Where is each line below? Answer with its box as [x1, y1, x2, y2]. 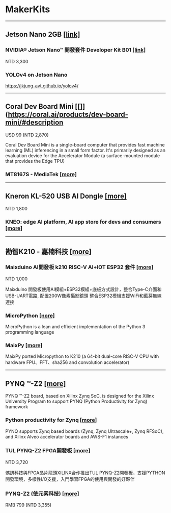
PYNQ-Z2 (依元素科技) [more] [5, 490, 79, 497]
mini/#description [5, 118, 64, 127]
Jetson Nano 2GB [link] [5, 30, 80, 39]
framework [5, 404, 28, 410]
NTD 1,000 [5, 276, 28, 282]
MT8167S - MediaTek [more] [5, 170, 77, 178]
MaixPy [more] [5, 342, 43, 349]
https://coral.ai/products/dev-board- [8, 110, 129, 119]
